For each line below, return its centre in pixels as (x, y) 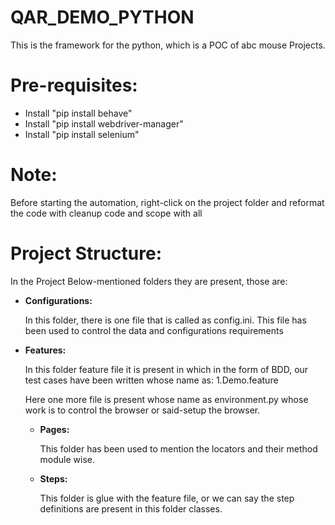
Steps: (53, 478)
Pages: (54, 429)
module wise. (67, 459)
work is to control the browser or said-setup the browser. (142, 410)
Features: (45, 350)
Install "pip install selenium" (82, 134)
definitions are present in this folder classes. (131, 508)
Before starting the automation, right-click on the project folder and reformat (167, 202)
